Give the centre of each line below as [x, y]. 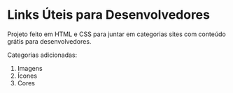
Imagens [30, 68]
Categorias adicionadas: [42, 55]
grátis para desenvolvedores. [49, 41]
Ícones [27, 76]
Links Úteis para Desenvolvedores [108, 15]
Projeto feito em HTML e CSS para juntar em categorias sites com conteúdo [116, 34]
